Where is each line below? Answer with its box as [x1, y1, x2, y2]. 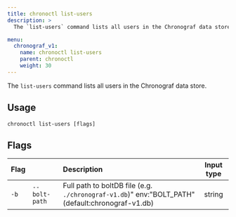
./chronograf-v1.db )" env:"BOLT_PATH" [63, 190, 195, 199]
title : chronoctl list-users [7, 10, 93, 18]
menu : [7, 36, 23, 43]
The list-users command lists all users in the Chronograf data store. [7, 81, 207, 90]
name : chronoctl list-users [20, 49, 102, 56]
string [204, 190, 223, 199]
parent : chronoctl [20, 55, 74, 63]
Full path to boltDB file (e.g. [63, 180, 153, 190]
